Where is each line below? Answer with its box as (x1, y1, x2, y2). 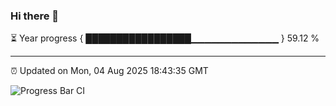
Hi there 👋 (10, 9, 60, 23)
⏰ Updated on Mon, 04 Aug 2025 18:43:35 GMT (10, 65, 209, 77)
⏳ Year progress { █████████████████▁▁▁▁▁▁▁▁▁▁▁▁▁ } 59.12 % (10, 32, 320, 44)
